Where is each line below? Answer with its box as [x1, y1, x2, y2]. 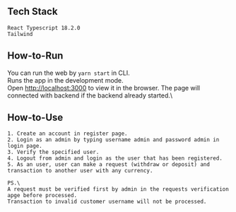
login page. [7, 143, 42, 150]
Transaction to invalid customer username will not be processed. [7, 198, 207, 206]
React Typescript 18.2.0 [7, 24, 81, 31]
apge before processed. [7, 192, 78, 199]
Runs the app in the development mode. [7, 76, 124, 84]
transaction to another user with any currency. [7, 167, 153, 175]
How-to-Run [7, 49, 64, 62]
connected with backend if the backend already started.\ [7, 91, 173, 100]
